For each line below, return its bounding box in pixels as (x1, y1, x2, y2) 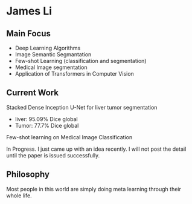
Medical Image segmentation (14, 64, 88, 71)
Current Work (6, 88, 59, 98)
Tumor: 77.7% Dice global (14, 122, 79, 129)
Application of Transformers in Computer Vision (14, 70, 134, 77)
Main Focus (6, 28, 51, 39)
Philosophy (6, 169, 50, 180)
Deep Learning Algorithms (14, 44, 81, 51)
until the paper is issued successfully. (6, 151, 100, 159)
